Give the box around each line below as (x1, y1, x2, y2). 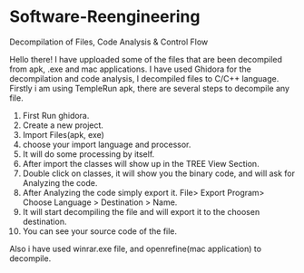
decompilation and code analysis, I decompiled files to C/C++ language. (9, 73, 279, 83)
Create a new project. (22, 120, 104, 131)
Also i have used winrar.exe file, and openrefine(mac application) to (9, 243, 261, 254)
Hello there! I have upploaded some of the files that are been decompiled (9, 54, 283, 64)
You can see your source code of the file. (22, 225, 178, 237)
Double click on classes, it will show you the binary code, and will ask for (22, 168, 296, 179)
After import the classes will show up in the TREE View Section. (22, 158, 260, 169)
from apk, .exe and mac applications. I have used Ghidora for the (9, 63, 251, 74)
